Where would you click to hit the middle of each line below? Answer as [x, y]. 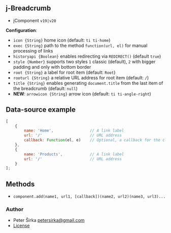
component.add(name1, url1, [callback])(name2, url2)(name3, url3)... [89, 197]
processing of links [33, 51]
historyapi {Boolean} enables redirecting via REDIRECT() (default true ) [87, 56]
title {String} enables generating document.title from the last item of [88, 83]
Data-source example [41, 110]
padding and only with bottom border [52, 67]
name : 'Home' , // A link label [74, 131]
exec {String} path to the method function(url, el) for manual [80, 45]
